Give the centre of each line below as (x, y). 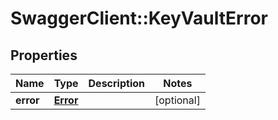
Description (116, 83)
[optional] (177, 100)
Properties (44, 55)
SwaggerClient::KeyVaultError (139, 18)
